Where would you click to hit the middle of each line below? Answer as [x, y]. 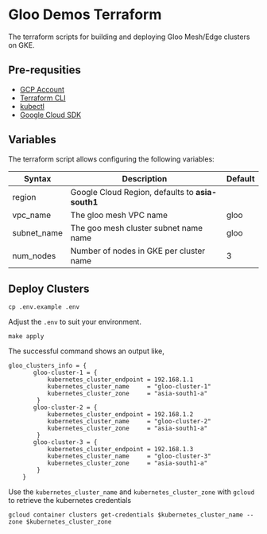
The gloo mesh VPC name [119, 215]
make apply [26, 337]
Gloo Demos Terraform [85, 15]
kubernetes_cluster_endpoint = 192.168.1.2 [120, 415]
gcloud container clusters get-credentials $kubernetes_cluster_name [126, 515]
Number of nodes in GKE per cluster [138, 251]
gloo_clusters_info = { [48, 366]
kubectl [32, 106]
